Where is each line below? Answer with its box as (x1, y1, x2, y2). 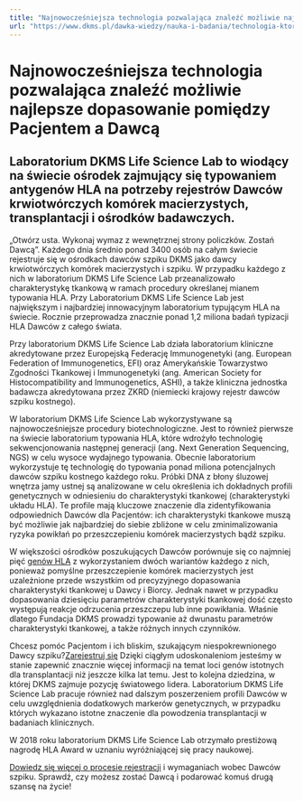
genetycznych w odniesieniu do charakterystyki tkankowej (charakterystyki (9, 489, 290, 501)
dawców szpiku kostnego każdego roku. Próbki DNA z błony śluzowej (9, 470, 269, 481)
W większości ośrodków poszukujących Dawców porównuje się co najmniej (9, 545, 291, 556)
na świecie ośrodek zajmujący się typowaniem (9, 168, 277, 183)
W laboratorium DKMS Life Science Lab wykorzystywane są (9, 413, 233, 424)
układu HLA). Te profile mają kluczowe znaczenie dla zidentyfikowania (9, 499, 271, 510)
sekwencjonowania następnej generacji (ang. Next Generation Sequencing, (9, 442, 289, 452)
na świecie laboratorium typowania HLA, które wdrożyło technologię (9, 433, 263, 443)
